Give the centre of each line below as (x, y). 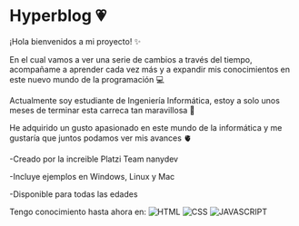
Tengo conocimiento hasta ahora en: (78, 211)
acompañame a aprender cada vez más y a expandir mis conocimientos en (150, 69)
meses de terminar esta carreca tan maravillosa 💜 (102, 110)
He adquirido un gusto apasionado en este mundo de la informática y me (146, 127)
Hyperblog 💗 (58, 16)
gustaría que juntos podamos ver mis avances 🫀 (101, 138)
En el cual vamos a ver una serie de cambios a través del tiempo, (131, 59)
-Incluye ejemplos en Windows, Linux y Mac (92, 176)
